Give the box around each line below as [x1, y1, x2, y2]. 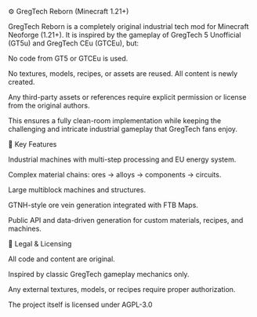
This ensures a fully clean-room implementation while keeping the [8, 116, 222, 125]
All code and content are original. [8, 254, 115, 264]
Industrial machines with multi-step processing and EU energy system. [8, 155, 237, 164]
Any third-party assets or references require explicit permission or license [8, 93, 247, 101]
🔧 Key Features [8, 140, 57, 148]
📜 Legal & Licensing [8, 239, 72, 248]
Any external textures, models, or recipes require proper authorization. [8, 285, 236, 293]
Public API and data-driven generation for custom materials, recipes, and [8, 216, 244, 224]
